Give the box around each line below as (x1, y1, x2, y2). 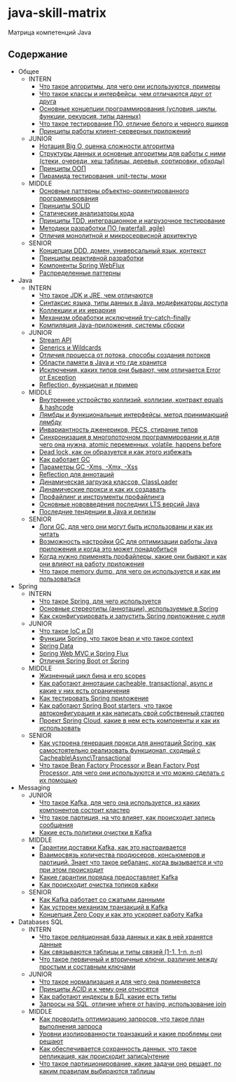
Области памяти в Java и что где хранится (39, 358, 167, 367)
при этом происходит (39, 865, 104, 873)
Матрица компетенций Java (8, 28, 92, 37)
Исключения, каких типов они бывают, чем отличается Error (39, 365, 221, 374)
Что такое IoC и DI (39, 626, 94, 635)
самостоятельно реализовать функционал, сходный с (39, 746, 201, 754)
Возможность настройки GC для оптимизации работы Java (39, 537, 218, 546)
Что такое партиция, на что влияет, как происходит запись (39, 813, 216, 822)
